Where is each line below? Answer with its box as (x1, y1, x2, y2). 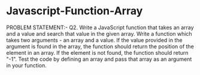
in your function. (6, 61, 47, 69)
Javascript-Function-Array (6, 4, 143, 18)
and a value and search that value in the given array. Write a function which (6, 30, 193, 37)
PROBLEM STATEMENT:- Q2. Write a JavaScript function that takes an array (6, 24, 194, 31)
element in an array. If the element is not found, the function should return (6, 49, 189, 56)
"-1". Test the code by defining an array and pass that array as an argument (6, 55, 192, 62)
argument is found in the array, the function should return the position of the (6, 43, 195, 50)
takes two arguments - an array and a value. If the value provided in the (6, 36, 183, 43)
